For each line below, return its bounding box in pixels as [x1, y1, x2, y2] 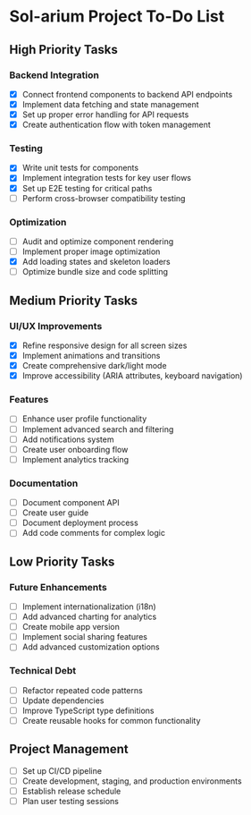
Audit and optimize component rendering [21, 235, 174, 247]
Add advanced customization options [21, 641, 160, 652]
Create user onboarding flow [21, 444, 129, 454]
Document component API [21, 497, 120, 508]
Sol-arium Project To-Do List [9, 6, 225, 27]
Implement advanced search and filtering [21, 423, 174, 435]
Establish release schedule [21, 785, 121, 796]
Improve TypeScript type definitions [21, 705, 155, 716]
